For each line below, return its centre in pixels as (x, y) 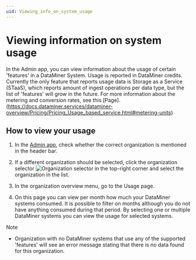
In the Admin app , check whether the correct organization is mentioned (101, 145)
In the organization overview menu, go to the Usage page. (85, 186)
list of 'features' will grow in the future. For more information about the (91, 93)
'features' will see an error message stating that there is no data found (99, 245)
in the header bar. (36, 151)
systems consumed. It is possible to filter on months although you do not (102, 204)
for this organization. (39, 251)
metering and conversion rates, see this (54, 100)
